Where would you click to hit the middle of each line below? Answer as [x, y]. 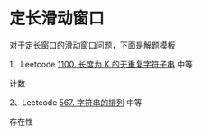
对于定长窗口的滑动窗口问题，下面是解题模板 [92, 45]
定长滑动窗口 [57, 18]
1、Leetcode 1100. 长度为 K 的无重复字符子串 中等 [101, 64]
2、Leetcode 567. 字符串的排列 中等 [76, 102]
